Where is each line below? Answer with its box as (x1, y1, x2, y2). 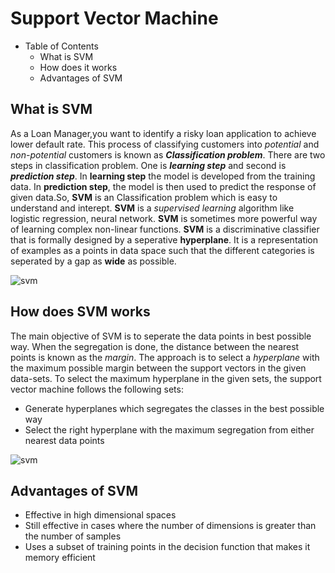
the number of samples (24, 530, 122, 542)
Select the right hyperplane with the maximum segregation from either (24, 423, 315, 436)
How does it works (39, 61, 118, 73)
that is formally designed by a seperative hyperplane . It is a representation (10, 233, 319, 246)
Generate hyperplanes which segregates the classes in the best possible (24, 402, 325, 414)
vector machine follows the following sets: (10, 383, 184, 395)
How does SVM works (10, 303, 151, 321)
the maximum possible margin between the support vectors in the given (10, 362, 307, 374)
